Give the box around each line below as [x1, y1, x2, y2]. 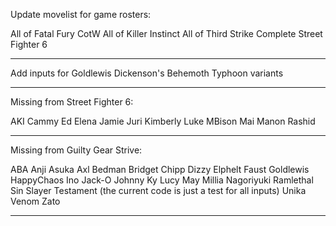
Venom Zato [10, 195, 61, 207]
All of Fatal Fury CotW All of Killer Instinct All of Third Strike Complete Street [10, 28, 323, 39]
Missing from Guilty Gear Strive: [10, 144, 143, 156]
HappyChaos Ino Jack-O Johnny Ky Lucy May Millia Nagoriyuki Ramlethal [10, 174, 314, 186]
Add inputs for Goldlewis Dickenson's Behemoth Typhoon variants [10, 67, 284, 79]
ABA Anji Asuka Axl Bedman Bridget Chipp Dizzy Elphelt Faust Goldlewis [10, 164, 310, 175]
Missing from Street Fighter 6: [10, 96, 134, 108]
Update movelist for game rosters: [10, 9, 152, 20]
